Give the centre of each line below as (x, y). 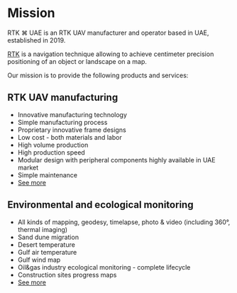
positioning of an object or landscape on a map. (77, 61)
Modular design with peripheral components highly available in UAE (116, 160)
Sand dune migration (48, 237)
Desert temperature (46, 244)
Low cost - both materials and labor (70, 137)
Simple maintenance (48, 175)
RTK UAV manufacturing (63, 98)
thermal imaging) (43, 229)
